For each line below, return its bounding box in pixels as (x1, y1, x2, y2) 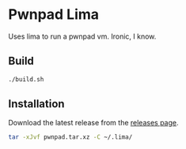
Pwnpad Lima (8, 6, 100, 24)
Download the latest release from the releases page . (8, 118, 180, 128)
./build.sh (8, 75, 44, 84)
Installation (8, 97, 65, 111)
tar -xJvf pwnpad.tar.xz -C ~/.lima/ (8, 133, 133, 141)
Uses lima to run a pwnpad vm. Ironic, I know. (8, 32, 157, 41)
